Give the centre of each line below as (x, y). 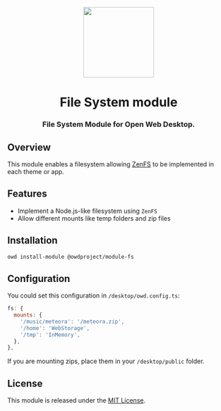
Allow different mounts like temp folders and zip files (94, 218)
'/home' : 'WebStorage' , (55, 328)
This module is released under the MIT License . (77, 400)
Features (27, 194)
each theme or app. (36, 171)
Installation (32, 241)
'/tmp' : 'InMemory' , (50, 335)
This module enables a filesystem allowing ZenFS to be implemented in (110, 164)
